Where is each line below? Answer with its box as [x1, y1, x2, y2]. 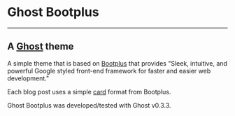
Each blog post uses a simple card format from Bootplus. [7, 87, 171, 96]
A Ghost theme [7, 41, 74, 52]
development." [7, 74, 50, 82]
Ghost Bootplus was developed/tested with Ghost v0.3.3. [7, 101, 171, 109]
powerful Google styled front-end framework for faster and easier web [7, 66, 211, 75]
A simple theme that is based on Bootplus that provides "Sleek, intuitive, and [7, 59, 227, 67]
